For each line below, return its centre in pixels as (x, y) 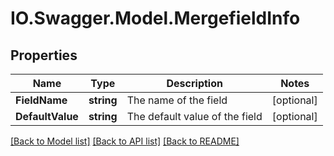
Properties (44, 55)
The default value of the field (194, 116)
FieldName (41, 100)
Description (194, 83)
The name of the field (177, 100)
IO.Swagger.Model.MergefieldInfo (155, 18)
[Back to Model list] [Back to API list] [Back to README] (125, 141)
